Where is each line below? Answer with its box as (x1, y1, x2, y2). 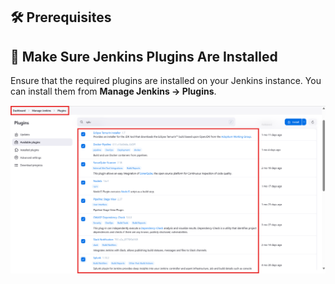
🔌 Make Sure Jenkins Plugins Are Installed (10, 48, 278, 65)
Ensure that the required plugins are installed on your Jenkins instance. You (10, 75, 322, 87)
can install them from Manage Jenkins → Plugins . (10, 85, 217, 98)
